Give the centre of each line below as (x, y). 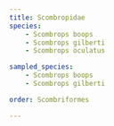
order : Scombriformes (49, 99)
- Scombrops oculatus (65, 51)
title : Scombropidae (48, 17)
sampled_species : (41, 67)
